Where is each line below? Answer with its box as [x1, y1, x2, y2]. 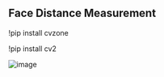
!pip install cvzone [8, 28, 69, 37]
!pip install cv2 [8, 44, 57, 53]
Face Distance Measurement [8, 6, 156, 20]
